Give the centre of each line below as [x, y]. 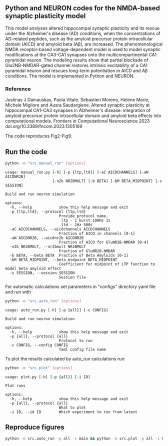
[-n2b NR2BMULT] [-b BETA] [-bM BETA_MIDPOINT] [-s [107, 181]
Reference [18, 88]
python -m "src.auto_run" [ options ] [43, 301]
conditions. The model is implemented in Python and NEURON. [70, 76]
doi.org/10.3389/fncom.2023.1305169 [44, 126]
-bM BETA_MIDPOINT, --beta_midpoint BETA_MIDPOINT [63, 259]
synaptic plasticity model [45, 16]
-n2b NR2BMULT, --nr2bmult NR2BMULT [48, 246]
